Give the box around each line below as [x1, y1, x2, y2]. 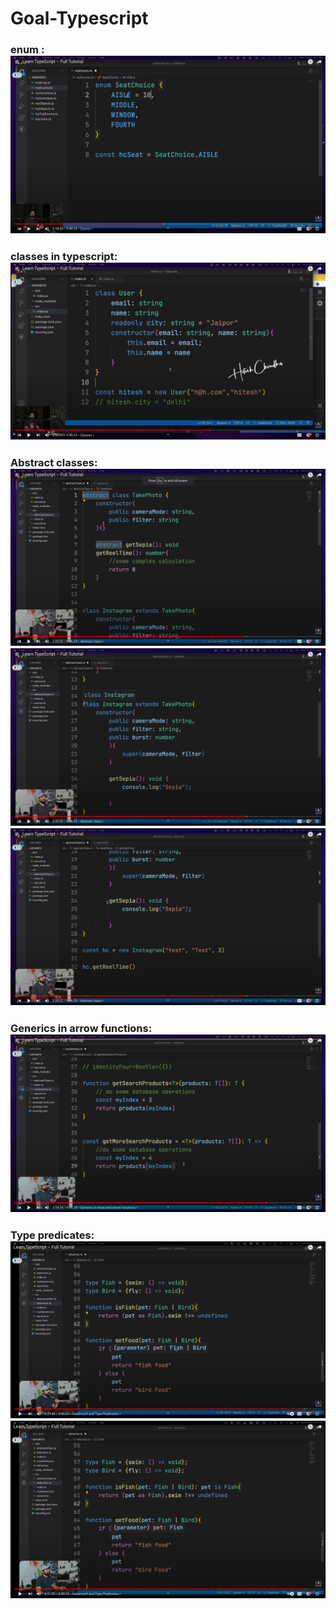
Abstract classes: [10, 455, 98, 469]
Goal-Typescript [10, 7, 149, 30]
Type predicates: [10, 1228, 95, 1242]
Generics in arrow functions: [10, 1022, 153, 1036]
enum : [10, 43, 45, 57]
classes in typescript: [10, 249, 118, 263]
